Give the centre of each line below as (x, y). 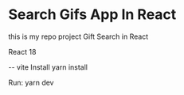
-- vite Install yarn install (48, 67)
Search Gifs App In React (92, 15)
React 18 (22, 51)
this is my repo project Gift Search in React (78, 36)
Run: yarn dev (31, 82)
